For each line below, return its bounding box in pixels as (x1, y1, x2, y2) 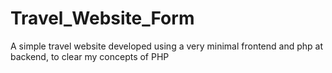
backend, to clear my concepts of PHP (10, 50, 170, 62)
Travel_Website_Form (10, 7, 195, 30)
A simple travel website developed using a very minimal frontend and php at (10, 40, 323, 52)
